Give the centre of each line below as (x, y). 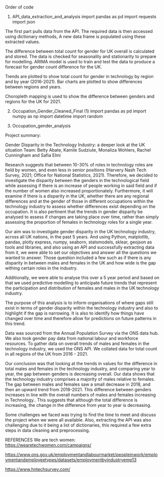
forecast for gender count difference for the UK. (54, 67)
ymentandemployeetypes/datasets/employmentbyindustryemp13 (71, 460)
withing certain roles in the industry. (41, 268)
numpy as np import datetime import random (57, 116)
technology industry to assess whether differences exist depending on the (80, 206)
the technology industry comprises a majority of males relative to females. (80, 379)
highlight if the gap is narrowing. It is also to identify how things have (75, 313)
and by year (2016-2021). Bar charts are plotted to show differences (74, 81)
